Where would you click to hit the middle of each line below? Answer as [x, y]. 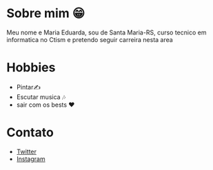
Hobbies [31, 68]
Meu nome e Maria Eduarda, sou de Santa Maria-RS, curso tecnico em [106, 32]
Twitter [27, 151]
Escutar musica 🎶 [41, 97]
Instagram [31, 159]
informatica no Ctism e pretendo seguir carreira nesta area [90, 39]
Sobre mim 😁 [46, 13]
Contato [30, 132]
